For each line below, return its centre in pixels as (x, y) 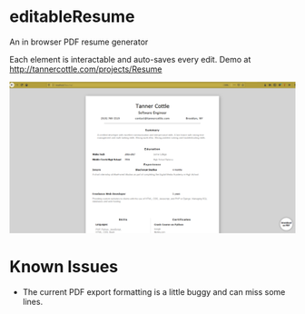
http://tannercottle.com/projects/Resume (86, 69)
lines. (33, 302)
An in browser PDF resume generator (79, 42)
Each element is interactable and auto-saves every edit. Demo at (130, 59)
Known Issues (64, 267)
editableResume (72, 17)
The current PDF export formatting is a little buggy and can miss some (154, 292)
